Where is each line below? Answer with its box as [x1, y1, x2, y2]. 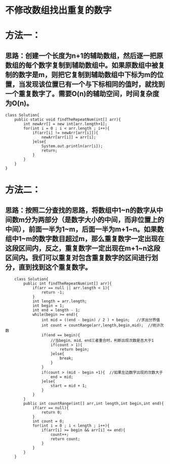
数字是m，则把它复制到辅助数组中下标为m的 [18, 70, 157, 79]
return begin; [59, 347, 90, 352]
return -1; [41, 290, 65, 295]
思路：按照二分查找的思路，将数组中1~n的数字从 [5, 206, 157, 214]
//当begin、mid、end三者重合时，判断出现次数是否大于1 [50, 338, 154, 343]
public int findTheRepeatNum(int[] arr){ [23, 281, 112, 286]
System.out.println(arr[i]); [41, 144, 103, 149]
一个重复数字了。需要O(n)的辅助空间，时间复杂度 [5, 89, 159, 98]
